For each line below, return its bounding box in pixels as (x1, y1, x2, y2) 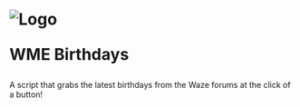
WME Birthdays (9, 44, 130, 65)
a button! (9, 89, 44, 100)
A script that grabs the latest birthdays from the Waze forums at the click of (9, 80, 292, 91)
